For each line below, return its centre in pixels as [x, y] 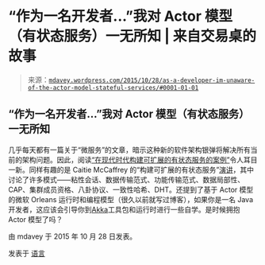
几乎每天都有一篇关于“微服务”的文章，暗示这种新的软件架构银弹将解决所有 [130, 150]
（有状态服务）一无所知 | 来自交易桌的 [132, 36]
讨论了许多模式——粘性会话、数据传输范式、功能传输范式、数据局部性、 [126, 179]
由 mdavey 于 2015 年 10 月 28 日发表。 [73, 236]
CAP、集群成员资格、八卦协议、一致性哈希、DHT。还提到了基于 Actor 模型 [131, 189]
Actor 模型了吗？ [36, 219]
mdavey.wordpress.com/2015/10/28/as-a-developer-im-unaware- [152, 80]
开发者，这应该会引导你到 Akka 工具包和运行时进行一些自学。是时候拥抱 [124, 209]
